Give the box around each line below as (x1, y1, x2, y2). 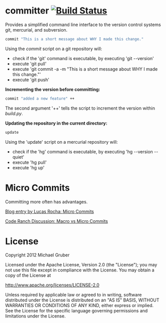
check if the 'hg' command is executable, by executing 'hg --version (12, 148, 153, 155)
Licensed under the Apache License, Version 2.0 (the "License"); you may (5, 262, 158, 268)
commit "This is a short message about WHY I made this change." (5, 37, 144, 42)
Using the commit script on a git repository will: (5, 46, 102, 52)
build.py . (5, 110, 23, 116)
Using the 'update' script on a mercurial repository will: (5, 139, 118, 145)
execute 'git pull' (12, 61, 47, 67)
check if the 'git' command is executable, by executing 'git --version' (12, 55, 155, 61)
